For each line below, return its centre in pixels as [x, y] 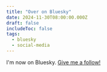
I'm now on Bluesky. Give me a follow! [53, 62]
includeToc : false [29, 28]
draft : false [23, 23]
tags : [13, 34]
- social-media [31, 46]
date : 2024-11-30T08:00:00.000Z [47, 17]
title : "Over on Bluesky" [39, 12]
